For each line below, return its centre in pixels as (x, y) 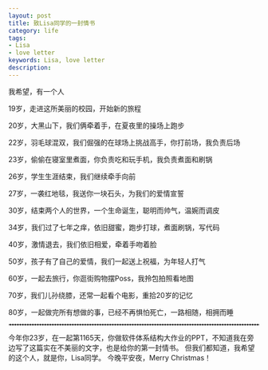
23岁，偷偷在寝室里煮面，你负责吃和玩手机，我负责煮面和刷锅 (110, 159)
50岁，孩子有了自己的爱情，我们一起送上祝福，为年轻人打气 (107, 261)
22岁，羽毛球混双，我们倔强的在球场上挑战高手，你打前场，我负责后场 (124, 142)
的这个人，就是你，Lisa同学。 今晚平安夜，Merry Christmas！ (110, 357)
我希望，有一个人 (36, 91)
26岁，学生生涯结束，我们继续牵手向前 (72, 176)
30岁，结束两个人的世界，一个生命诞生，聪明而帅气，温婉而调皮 (114, 210)
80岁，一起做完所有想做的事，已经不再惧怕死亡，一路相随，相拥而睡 (121, 312)
